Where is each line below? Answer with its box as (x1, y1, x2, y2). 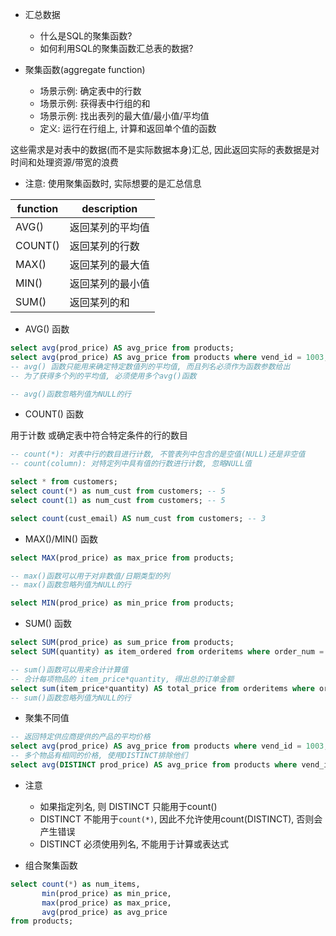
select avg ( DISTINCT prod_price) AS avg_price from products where (10, 760, 298, 770)
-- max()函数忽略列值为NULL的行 (10, 580, 132, 590)
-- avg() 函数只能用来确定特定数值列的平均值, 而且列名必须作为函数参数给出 (10, 361, 291, 372)
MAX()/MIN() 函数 (24, 533, 99, 545)
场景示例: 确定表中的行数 (39, 85, 142, 97)
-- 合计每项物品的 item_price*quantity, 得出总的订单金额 (10, 674, 235, 684)
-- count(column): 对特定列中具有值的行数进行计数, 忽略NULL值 (10, 459, 252, 469)
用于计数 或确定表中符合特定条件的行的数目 (10, 429, 188, 442)
